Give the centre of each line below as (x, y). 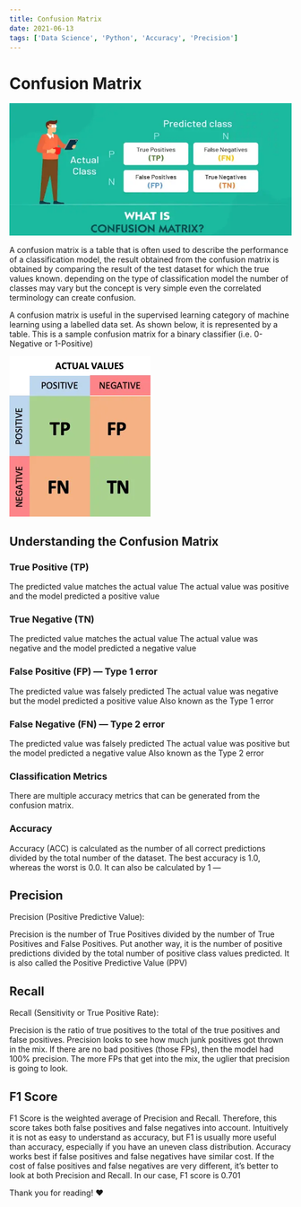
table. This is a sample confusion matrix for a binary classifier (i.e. (131, 334)
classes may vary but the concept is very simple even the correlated (135, 288)
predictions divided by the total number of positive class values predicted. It (149, 953)
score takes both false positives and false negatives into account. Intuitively (149, 1128)
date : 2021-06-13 (42, 28)
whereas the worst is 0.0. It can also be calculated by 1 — (115, 867)
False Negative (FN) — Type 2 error (87, 724)
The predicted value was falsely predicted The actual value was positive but (150, 744)
